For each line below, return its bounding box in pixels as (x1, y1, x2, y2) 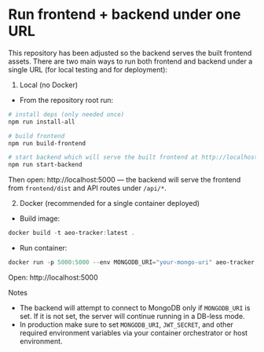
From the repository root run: (19, 95, 114, 104)
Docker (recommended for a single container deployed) (19, 199, 200, 208)
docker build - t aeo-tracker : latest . (8, 229, 135, 237)
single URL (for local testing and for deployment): (8, 64, 167, 74)
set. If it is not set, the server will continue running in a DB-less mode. (19, 311, 245, 321)
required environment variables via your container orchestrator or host (19, 328, 248, 337)
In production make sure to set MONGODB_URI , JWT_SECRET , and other (19, 320, 234, 329)
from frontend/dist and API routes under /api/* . (8, 183, 167, 193)
